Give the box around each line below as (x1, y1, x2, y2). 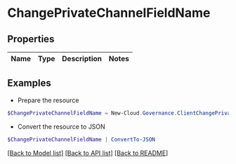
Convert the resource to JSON (17, 122, 105, 131)
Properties (7, 33, 55, 45)
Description (62, 54, 102, 63)
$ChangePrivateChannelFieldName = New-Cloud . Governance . (7, 109, 178, 117)
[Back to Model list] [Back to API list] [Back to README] (7, 149, 169, 157)
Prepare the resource (17, 96, 79, 104)
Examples (7, 77, 51, 89)
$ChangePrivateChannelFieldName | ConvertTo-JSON (7, 136, 156, 143)
